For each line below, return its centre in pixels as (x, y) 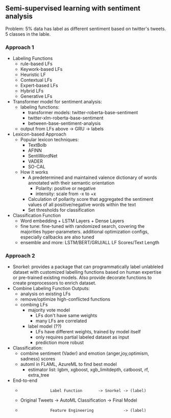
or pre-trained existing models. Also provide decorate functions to (82, 278)
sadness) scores (38, 359)
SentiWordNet (43, 156)
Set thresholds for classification (61, 210)
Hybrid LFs (32, 91)
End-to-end (25, 381)
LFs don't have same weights (66, 316)
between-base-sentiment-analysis (64, 123)
